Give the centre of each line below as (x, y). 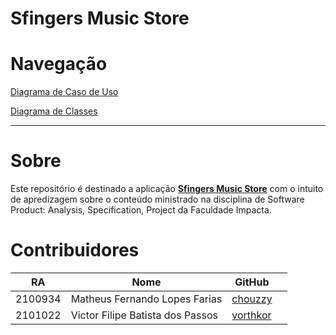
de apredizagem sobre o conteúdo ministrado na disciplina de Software (157, 199)
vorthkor (251, 315)
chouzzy (252, 299)
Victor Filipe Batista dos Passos (144, 315)
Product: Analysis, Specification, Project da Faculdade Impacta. (141, 210)
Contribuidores (75, 250)
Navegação (59, 64)
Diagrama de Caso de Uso (64, 92)
